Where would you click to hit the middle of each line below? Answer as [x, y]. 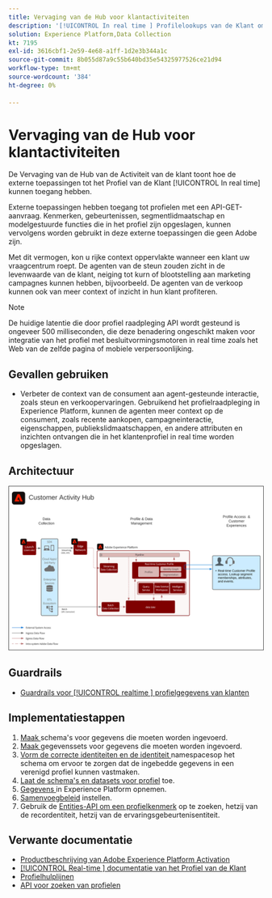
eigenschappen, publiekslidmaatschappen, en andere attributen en [132, 428]
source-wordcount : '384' [50, 77]
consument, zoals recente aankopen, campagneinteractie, [117, 420]
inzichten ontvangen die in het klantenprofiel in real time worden [127, 437]
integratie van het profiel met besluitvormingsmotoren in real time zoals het [133, 341]
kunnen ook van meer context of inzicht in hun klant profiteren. [113, 292]
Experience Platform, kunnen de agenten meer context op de [121, 411]
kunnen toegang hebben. [50, 192]
